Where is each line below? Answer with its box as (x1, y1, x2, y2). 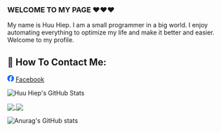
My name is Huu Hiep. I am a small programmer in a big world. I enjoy (7, 21, 208, 29)
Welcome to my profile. (7, 36, 75, 44)
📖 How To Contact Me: (7, 56, 107, 68)
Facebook (15, 75, 44, 84)
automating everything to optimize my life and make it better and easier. (7, 28, 215, 37)
